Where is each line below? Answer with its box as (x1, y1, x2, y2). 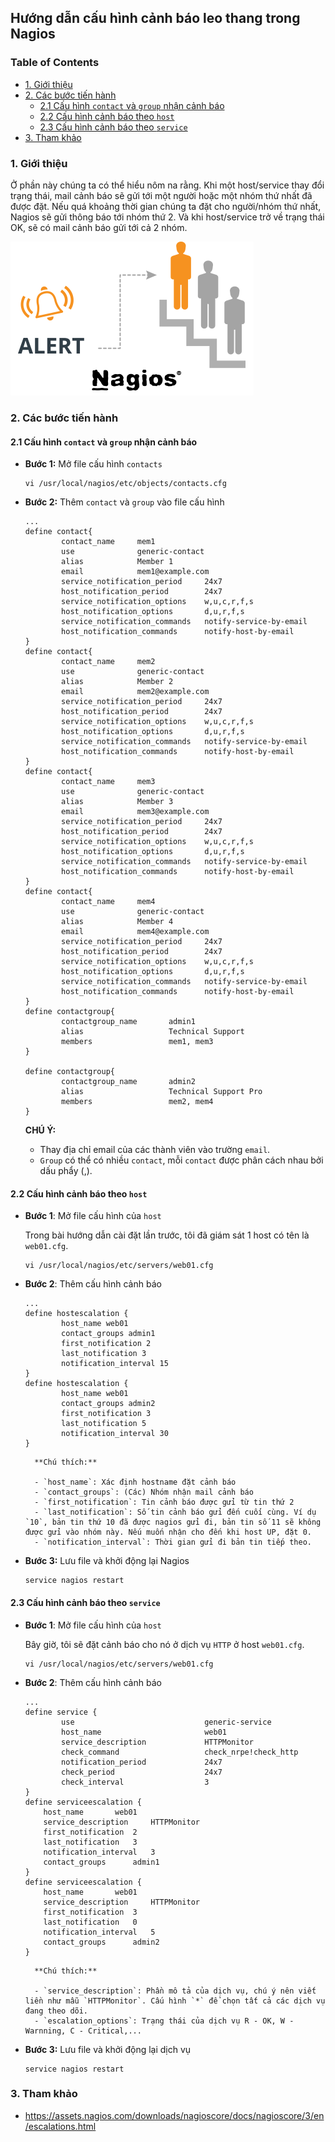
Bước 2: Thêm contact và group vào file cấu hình (24, 496, 225, 508)
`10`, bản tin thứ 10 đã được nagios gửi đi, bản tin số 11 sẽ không (24, 1517, 322, 1528)
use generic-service (61, 1717, 272, 1727)
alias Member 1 (61, 557, 174, 567)
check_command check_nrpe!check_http (61, 1747, 299, 1757)
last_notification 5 (61, 1419, 147, 1429)
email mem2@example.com (61, 687, 210, 697)
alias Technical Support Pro (61, 1087, 263, 1097)
